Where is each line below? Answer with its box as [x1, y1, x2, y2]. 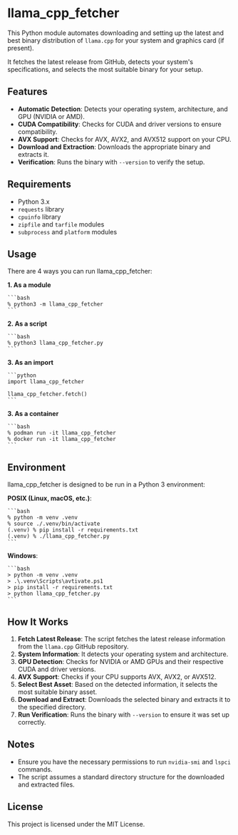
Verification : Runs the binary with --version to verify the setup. [17, 157, 205, 166]
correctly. [17, 718, 46, 726]
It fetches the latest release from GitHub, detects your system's [7, 57, 194, 66]
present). [7, 43, 34, 52]
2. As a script [7, 319, 48, 328]
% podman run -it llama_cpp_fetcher [7, 430, 116, 437]
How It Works [7, 616, 69, 628]
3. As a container [7, 410, 59, 418]
